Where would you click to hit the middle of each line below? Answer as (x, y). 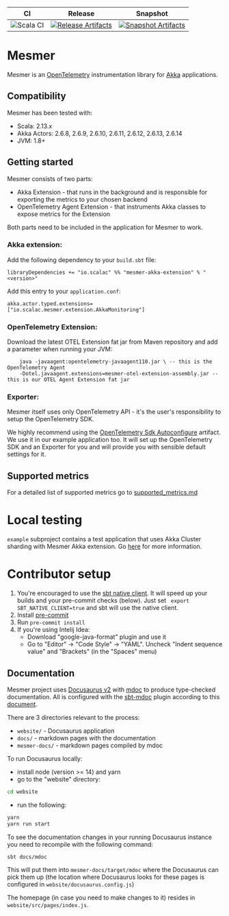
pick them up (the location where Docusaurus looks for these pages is (106, 877)
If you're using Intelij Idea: (53, 630)
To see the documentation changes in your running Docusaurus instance (109, 837)
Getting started (40, 162)
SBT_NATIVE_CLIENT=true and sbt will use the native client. (98, 608)
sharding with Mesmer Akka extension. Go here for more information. (105, 547)
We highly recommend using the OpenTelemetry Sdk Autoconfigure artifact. (114, 432)
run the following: (42, 805)
